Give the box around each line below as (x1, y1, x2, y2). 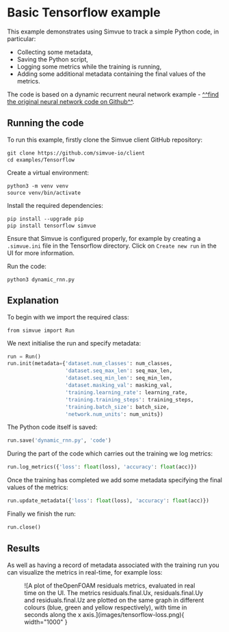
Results (7, 542, 40, 555)
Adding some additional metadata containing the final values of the (16, 70, 206, 78)
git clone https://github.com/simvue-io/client (7, 149, 146, 157)
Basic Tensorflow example (7, 5, 161, 21)
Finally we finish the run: (7, 510, 77, 518)
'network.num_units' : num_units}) (65, 410, 164, 418)
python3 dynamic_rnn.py (7, 276, 75, 283)
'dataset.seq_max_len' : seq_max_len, (65, 367, 173, 374)
